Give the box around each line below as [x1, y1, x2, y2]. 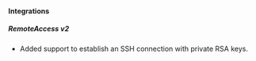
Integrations [8, 6, 50, 16]
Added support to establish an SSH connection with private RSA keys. [19, 44, 248, 53]
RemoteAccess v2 [8, 24, 70, 34]
